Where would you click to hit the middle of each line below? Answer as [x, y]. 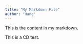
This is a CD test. [22, 37]
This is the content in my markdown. [41, 28]
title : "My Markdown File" [32, 9]
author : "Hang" [21, 14]
